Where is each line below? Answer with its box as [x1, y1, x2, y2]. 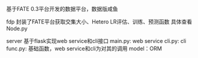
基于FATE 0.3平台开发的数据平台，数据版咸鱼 [6, 5, 118, 12]
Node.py [6, 25, 28, 32]
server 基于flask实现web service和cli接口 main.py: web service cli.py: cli [6, 37, 187, 44]
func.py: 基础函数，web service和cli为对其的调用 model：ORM [6, 45, 162, 52]
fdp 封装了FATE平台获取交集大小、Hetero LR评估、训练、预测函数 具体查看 [6, 18, 193, 25]
